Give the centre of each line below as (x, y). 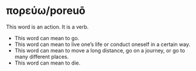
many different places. (42, 56)
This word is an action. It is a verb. (47, 27)
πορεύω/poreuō (46, 11)
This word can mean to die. (47, 63)
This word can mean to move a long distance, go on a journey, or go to (100, 50)
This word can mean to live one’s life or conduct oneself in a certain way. (102, 44)
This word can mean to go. (47, 38)
